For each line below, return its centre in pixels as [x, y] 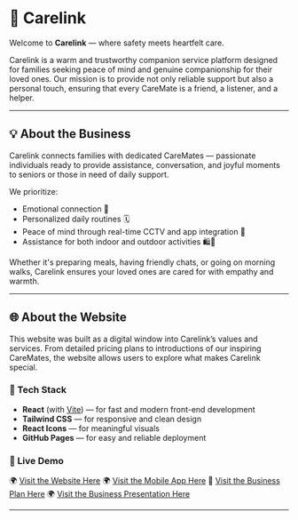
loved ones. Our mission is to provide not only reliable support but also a [141, 78]
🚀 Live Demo [36, 460]
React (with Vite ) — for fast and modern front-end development [138, 409]
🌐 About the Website [68, 318]
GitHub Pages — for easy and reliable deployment [114, 437]
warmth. [24, 281]
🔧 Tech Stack [38, 390]
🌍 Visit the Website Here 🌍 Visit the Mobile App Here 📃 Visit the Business [145, 481]
